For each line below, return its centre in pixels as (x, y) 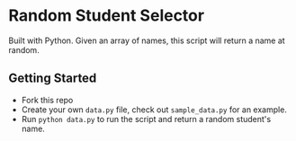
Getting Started (53, 79)
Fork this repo (47, 100)
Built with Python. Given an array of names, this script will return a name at (147, 40)
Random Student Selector (106, 16)
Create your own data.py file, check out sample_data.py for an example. (154, 110)
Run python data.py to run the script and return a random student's (146, 119)
